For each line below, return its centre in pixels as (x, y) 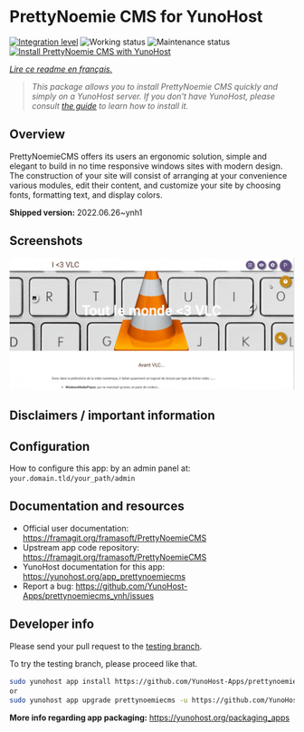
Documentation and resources (97, 507)
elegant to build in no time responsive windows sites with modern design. (146, 166)
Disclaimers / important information (112, 416)
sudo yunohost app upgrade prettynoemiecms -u (99, 700)
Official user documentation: (76, 528)
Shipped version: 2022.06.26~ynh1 (76, 212)
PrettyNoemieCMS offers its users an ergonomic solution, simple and (138, 156)
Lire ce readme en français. (61, 69)
